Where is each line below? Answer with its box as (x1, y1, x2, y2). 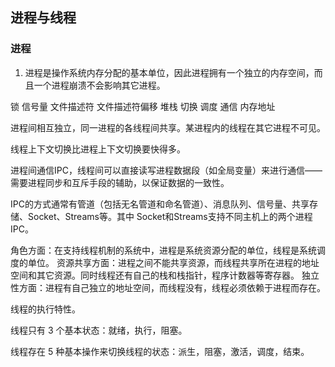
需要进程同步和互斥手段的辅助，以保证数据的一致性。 (10, 176, 230, 188)
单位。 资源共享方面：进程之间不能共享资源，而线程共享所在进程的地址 (27, 256, 320, 268)
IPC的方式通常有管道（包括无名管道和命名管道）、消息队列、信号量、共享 (10, 198, 310, 210)
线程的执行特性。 (10, 303, 81, 315)
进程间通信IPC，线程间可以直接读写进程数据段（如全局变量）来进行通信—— (10, 164, 323, 176)
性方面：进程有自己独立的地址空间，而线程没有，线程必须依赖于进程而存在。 (10, 281, 326, 293)
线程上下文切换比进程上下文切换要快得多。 (10, 143, 186, 155)
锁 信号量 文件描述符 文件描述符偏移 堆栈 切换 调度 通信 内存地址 (10, 100, 276, 112)
